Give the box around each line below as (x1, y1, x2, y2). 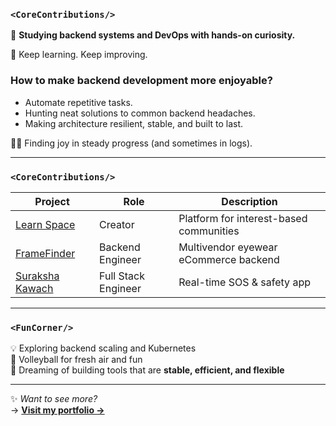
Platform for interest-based (178, 211, 308, 225)
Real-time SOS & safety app (178, 275, 311, 289)
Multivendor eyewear (178, 240, 278, 254)
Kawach (15, 281, 54, 295)
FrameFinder (15, 246, 76, 260)
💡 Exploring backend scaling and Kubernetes (10, 342, 197, 354)
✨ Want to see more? (10, 393, 98, 405)
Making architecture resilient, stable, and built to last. (24, 117, 244, 129)
